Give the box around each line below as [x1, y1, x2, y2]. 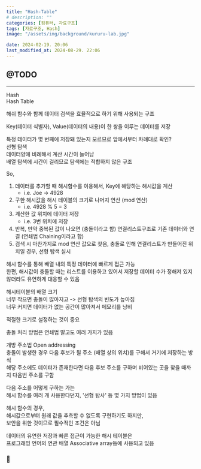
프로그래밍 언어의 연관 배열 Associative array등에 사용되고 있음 [6, 439, 154, 447]
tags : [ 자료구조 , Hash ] [6, 25, 61, 32]
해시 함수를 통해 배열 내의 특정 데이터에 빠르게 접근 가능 [6, 260, 136, 267]
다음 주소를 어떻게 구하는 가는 [6, 384, 75, 391]
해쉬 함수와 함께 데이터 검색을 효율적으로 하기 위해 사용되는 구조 [6, 110, 155, 117]
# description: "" [6, 14, 52, 20]
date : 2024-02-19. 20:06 [6, 42, 68, 48]
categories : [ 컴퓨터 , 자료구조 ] [6, 20, 78, 26]
